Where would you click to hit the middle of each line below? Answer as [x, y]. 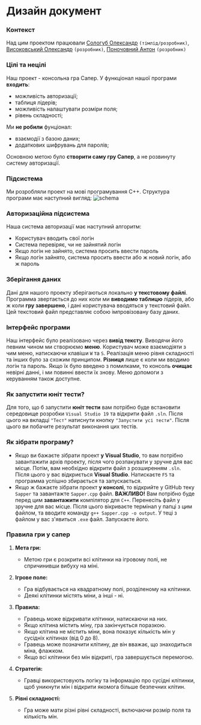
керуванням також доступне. [44, 378]
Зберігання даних [34, 280]
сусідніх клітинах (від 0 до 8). [62, 638]
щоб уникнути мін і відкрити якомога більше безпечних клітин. [105, 687]
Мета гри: [28, 548]
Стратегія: [29, 668]
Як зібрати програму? [40, 442]
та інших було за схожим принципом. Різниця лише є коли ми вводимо [98, 359]
